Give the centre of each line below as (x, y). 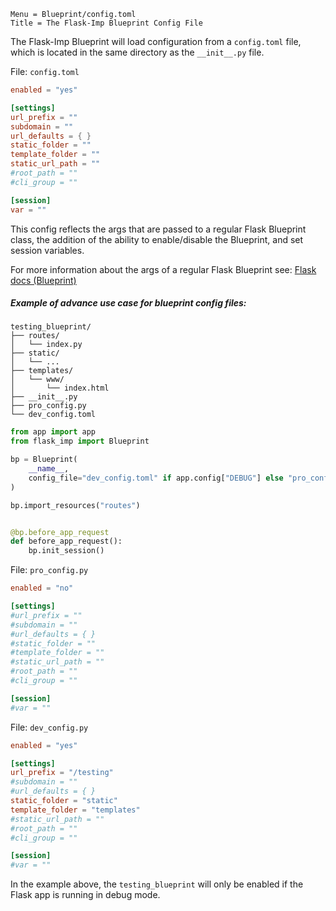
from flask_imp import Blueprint (80, 441)
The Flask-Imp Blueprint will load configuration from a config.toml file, (156, 41)
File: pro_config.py (49, 570)
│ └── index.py (46, 345)
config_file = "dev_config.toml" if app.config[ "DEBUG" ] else (156, 478)
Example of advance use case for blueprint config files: (128, 303)
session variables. (47, 250)
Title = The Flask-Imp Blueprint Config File (106, 23)
